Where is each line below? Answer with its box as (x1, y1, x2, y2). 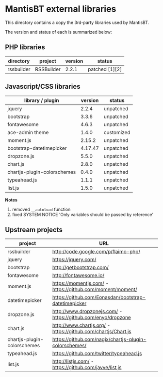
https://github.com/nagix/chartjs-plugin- (52, 336, 147, 343)
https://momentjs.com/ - (52, 280, 109, 287)
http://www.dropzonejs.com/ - (52, 308, 123, 315)
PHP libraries (5, 43, 45, 52)
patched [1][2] (88, 66, 122, 73)
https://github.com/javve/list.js (52, 364, 122, 371)
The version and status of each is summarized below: (5, 29, 112, 35)
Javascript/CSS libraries (5, 82, 81, 91)
